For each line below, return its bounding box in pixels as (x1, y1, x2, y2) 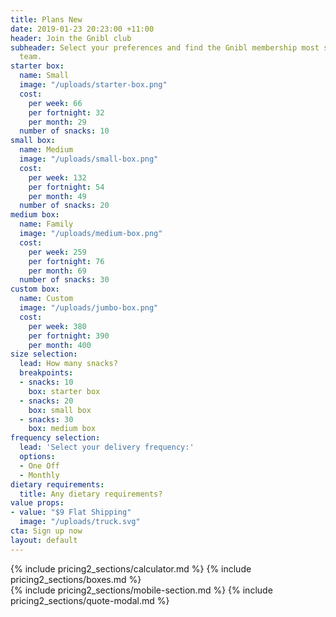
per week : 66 (28, 98, 83, 108)
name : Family (19, 219, 74, 230)
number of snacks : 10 (19, 126, 110, 136)
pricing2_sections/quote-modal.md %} (10, 594, 170, 606)
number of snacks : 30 (19, 275, 110, 285)
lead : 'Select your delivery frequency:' (19, 442, 195, 453)
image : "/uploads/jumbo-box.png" (19, 303, 159, 313)
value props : (10, 498, 65, 508)
